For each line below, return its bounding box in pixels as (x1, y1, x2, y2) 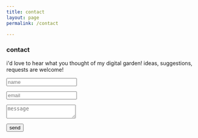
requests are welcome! (6, 66, 64, 73)
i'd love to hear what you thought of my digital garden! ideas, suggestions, (6, 59, 193, 67)
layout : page (6, 15, 40, 21)
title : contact (6, 9, 45, 15)
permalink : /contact (6, 20, 59, 26)
